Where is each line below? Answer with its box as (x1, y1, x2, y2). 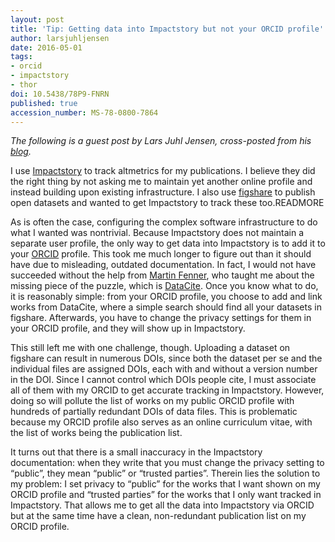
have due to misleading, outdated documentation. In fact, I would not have (10, 259, 317, 271)
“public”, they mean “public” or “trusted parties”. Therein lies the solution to (10, 467, 321, 480)
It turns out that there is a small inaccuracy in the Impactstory (10, 446, 263, 458)
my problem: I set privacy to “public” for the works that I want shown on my (10, 478, 321, 490)
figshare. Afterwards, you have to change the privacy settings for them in (10, 312, 312, 324)
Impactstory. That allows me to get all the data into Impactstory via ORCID (10, 499, 315, 511)
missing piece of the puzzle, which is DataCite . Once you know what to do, (10, 280, 319, 292)
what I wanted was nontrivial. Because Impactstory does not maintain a (10, 227, 304, 239)
